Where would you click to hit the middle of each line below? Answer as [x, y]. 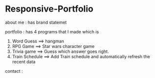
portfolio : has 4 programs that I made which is [52, 31]
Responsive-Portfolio [49, 9]
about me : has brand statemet [36, 22]
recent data [24, 62]
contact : [14, 71]
